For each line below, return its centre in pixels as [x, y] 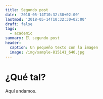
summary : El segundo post [32, 38]
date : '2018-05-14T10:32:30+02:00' [43, 15]
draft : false [19, 24]
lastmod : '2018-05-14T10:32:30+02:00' [46, 19]
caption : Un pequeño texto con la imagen [54, 47]
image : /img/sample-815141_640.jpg [47, 52]
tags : [11, 29]
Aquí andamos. [21, 91]
